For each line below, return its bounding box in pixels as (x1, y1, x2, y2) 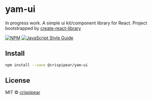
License (5, 76, 30, 85)
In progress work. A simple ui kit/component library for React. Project (5, 20, 148, 26)
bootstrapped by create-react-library (5, 25, 81, 31)
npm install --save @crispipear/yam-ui (5, 62, 88, 68)
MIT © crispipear (5, 90, 41, 96)
